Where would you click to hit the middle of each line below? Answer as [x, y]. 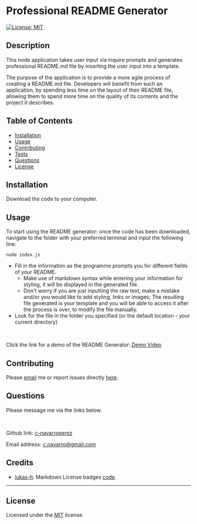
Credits [20, 463]
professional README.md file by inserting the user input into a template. [93, 66]
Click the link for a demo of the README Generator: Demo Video [84, 345]
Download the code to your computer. [52, 199]
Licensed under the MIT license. [45, 515]
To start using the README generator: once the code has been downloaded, [98, 232]
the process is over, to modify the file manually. [80, 309]
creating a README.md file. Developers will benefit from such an [84, 84]
